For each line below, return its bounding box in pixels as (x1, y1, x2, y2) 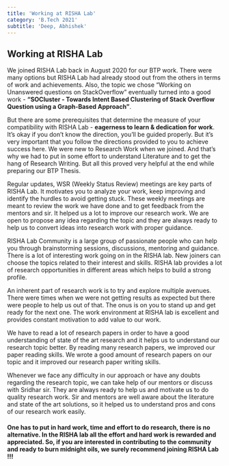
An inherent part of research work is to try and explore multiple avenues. (7, 287, 212, 295)
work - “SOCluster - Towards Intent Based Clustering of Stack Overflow (7, 95, 215, 103)
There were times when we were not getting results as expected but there (7, 294, 215, 302)
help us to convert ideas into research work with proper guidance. (7, 224, 193, 232)
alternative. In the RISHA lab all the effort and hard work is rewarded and (7, 430, 217, 439)
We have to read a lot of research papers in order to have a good (7, 329, 189, 337)
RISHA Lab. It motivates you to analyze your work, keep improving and (7, 187, 206, 196)
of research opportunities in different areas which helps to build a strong (7, 266, 211, 274)
